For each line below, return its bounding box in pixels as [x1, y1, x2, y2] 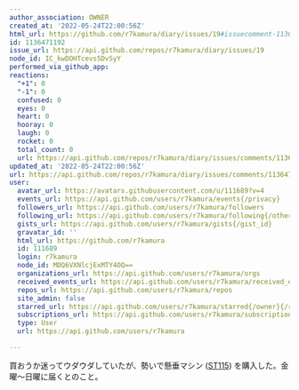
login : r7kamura [17, 252, 77, 262]
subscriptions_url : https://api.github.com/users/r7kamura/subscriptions [17, 310, 296, 320]
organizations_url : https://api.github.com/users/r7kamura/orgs [17, 269, 261, 278]
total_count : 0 [17, 145, 74, 154]
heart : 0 [17, 112, 50, 121]
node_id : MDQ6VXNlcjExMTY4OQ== [17, 261, 133, 270]
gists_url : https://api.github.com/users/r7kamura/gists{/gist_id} [17, 219, 273, 228]
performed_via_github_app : [9, 63, 109, 72]
